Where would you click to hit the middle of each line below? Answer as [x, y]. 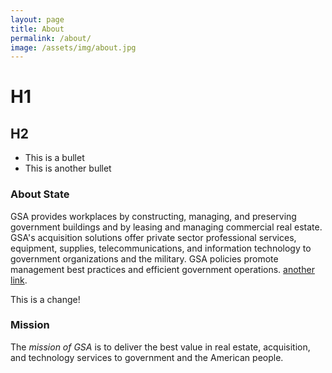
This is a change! [45, 299]
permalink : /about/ [51, 38]
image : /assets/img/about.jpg [73, 47]
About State [40, 194]
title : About [37, 29]
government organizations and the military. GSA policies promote [144, 258]
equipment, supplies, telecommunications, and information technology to [161, 248]
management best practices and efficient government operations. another [162, 269]
